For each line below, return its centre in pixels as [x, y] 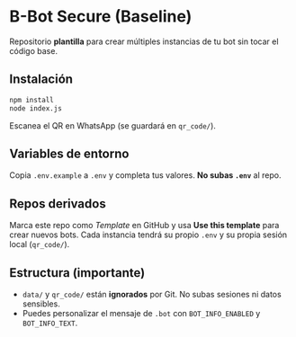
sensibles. [41, 304]
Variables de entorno [69, 153]
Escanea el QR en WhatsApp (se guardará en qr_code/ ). [112, 125]
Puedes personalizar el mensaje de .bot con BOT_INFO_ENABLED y [141, 313]
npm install [31, 100]
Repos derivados [58, 204]
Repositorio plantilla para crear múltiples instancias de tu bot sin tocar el [144, 41]
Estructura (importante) [77, 273]
